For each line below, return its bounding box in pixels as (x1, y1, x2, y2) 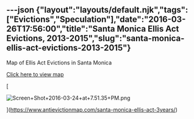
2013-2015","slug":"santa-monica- (46, 33, 185, 44)
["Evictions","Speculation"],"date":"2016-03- (6, 15, 186, 25)
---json (6, 5, 35, 15)
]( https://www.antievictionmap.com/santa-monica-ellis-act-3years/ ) (6, 106, 178, 113)
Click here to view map (6, 70, 64, 78)
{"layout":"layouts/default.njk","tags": (35, 5, 189, 15)
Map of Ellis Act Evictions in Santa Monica (6, 59, 112, 66)
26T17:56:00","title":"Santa (6, 24, 115, 34)
